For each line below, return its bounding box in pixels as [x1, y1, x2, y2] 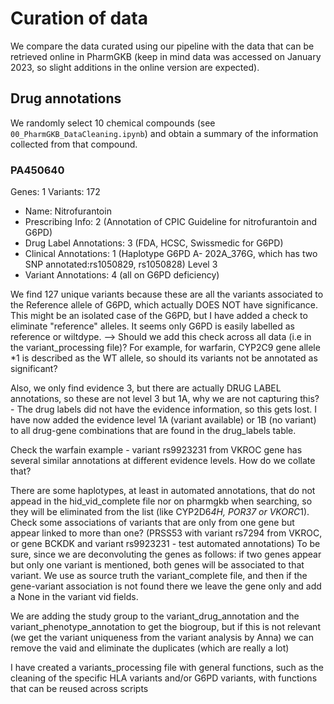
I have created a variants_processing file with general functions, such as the [10, 662, 325, 674]
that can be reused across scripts [10, 683, 149, 695]
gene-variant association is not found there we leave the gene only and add [10, 580, 322, 592]
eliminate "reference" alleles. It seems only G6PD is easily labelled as [10, 320, 295, 332]
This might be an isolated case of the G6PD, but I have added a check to [10, 310, 308, 322]
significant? [10, 363, 58, 375]
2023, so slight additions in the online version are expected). [10, 61, 260, 73]
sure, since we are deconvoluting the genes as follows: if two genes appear [10, 548, 322, 561]
